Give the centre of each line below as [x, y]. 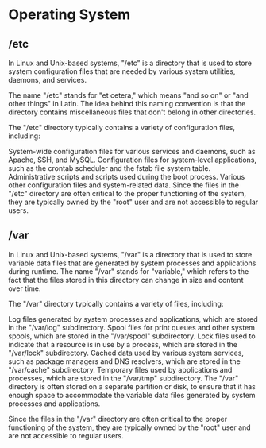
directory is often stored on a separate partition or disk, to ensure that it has [132, 386]
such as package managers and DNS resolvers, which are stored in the [124, 361]
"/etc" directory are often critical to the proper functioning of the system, [127, 193]
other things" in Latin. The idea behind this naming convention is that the [127, 104]
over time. [25, 288]
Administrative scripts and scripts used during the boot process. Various [127, 177]
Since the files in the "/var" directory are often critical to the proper [118, 419]
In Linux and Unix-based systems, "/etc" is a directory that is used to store [130, 63]
